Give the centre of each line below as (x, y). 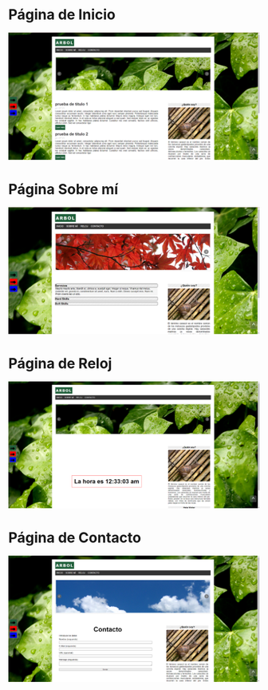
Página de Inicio (62, 15)
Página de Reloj (60, 364)
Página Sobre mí (63, 190)
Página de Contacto (75, 537)
